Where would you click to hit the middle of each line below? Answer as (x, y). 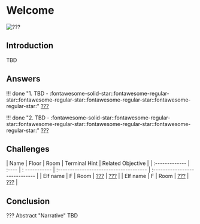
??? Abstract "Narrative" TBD (42, 216)
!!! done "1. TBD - (28, 93)
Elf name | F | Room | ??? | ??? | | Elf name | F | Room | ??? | (116, 176)
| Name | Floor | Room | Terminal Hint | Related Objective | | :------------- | (98, 163)
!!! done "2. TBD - (28, 118)
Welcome (30, 10)
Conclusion (28, 201)
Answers (23, 79)
